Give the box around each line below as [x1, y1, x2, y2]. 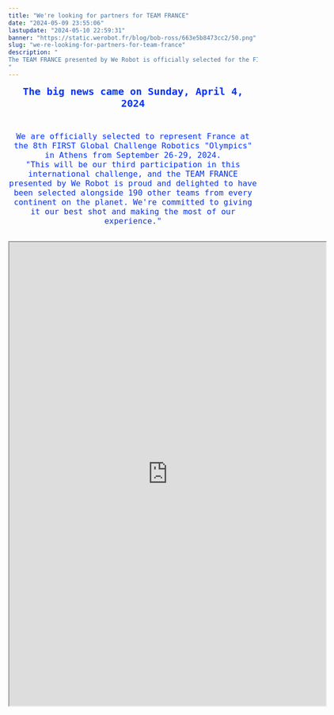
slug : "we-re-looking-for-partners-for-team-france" [8, 41, 186, 49]
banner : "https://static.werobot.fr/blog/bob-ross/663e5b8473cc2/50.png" [8, 33, 257, 42]
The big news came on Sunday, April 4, [22, 85, 244, 97]
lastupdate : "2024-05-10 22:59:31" [8, 26, 126, 34]
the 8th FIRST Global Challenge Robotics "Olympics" [13, 140, 252, 151]
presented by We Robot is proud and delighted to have [9, 178, 257, 189]
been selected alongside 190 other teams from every [13, 187, 252, 198]
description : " [8, 48, 59, 56]
